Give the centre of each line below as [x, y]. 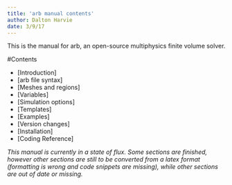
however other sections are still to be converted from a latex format [104, 159]
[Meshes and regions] [48, 88]
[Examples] [33, 117]
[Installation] [35, 131]
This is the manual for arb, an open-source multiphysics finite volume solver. [116, 46]
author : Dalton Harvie [40, 20]
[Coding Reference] [45, 139]
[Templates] [34, 109]
